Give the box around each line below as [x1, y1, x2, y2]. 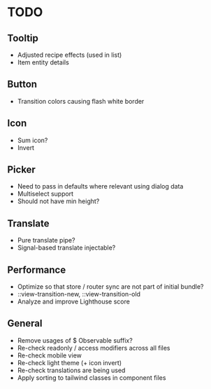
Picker [7, 164, 36, 176]
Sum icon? [17, 136, 48, 144]
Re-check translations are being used [17, 366, 126, 374]
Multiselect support [17, 190, 74, 198]
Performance [7, 264, 66, 275]
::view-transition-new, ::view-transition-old [17, 290, 141, 299]
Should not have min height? [17, 197, 100, 205]
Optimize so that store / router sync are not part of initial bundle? [17, 282, 204, 291]
